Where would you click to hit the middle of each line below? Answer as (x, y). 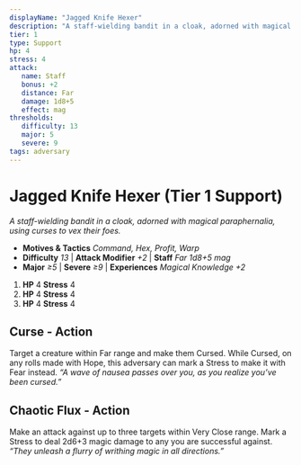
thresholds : (31, 118)
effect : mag (44, 110)
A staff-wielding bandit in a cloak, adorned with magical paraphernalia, (142, 220)
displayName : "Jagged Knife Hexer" (76, 18)
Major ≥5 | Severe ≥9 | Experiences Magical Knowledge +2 (134, 267)
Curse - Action (51, 331)
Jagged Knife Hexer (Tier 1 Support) (146, 196)
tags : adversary (40, 151)
